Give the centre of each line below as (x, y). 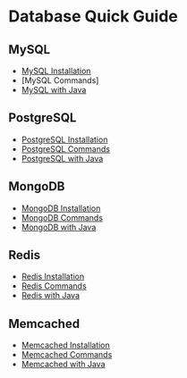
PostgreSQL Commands (66, 148)
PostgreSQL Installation (64, 139)
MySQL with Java (54, 90)
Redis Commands (54, 286)
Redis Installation (53, 277)
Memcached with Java (63, 365)
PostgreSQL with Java (62, 158)
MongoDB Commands (62, 217)
